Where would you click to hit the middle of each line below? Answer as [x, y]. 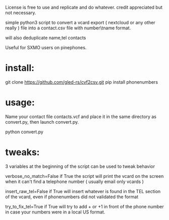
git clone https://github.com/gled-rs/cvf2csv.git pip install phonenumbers [81, 82]
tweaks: [22, 152]
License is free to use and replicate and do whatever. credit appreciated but [84, 7]
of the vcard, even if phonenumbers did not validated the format [72, 197]
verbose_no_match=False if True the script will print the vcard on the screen [84, 176]
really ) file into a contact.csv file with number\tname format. [68, 28]
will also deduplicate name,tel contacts [46, 38]
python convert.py [24, 132]
